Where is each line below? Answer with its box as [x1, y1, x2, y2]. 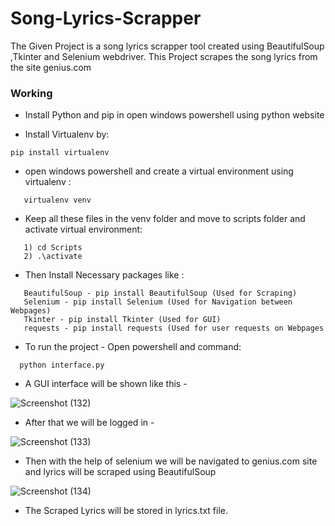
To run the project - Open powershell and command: [24, 341, 242, 353]
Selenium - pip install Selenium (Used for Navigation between [23, 297, 293, 307]
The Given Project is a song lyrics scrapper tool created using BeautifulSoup [10, 40, 325, 52]
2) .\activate [23, 252, 83, 262]
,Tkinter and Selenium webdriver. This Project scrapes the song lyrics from [10, 50, 318, 62]
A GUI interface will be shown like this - [24, 378, 188, 390]
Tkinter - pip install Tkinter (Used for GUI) [23, 315, 222, 325]
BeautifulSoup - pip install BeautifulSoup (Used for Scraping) [23, 288, 298, 299]
